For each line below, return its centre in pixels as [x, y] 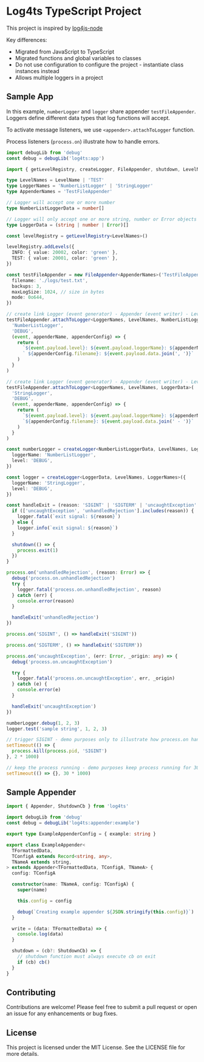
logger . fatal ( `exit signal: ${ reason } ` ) [69, 517]
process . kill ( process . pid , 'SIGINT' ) [59, 751]
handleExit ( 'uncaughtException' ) [54, 706]
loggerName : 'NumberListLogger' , [54, 455]
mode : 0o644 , [28, 297]
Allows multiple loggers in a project [59, 77]
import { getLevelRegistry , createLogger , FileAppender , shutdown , [93, 169]
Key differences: [27, 40]
